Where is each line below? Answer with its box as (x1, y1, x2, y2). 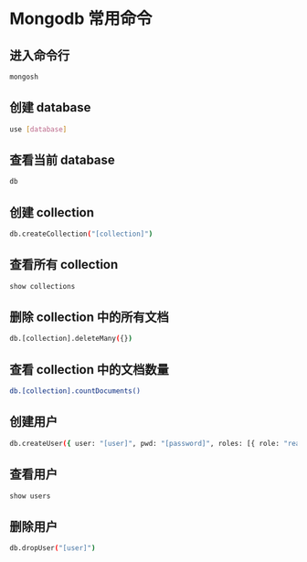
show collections (9, 281, 76, 291)
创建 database (9, 100, 91, 115)
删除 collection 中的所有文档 (9, 310, 169, 325)
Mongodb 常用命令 (9, 8, 153, 29)
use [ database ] (9, 124, 68, 133)
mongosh (9, 72, 39, 81)
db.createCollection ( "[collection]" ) (9, 229, 153, 239)
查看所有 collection (9, 257, 119, 272)
